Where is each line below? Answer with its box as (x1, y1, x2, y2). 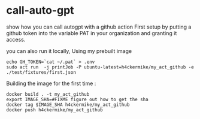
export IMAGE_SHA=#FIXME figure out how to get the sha (6, 96, 149, 102)
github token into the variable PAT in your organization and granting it (6, 29, 177, 36)
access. (6, 36, 26, 43)
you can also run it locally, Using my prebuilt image (6, 47, 132, 54)
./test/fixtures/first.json (6, 69, 77, 75)
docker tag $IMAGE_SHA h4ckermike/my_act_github (6, 102, 130, 108)
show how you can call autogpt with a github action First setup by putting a (6, 23, 192, 30)
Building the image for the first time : (6, 80, 96, 87)
